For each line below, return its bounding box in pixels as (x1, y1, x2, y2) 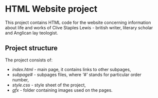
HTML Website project (5, 3, 98, 15)
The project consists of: (5, 57, 53, 63)
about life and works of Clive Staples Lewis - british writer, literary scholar (5, 24, 153, 30)
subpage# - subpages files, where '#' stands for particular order (12, 72, 142, 78)
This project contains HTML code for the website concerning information (5, 20, 151, 25)
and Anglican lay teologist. (5, 30, 58, 36)
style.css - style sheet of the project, (12, 82, 86, 88)
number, (12, 77, 29, 82)
